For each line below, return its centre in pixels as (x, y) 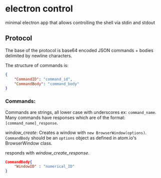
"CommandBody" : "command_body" (47, 84)
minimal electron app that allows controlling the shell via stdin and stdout (80, 22)
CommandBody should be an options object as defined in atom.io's (71, 137)
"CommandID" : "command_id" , (43, 79)
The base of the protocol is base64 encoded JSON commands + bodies (79, 50)
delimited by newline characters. (39, 55)
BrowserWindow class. (29, 143)
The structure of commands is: (37, 65)
